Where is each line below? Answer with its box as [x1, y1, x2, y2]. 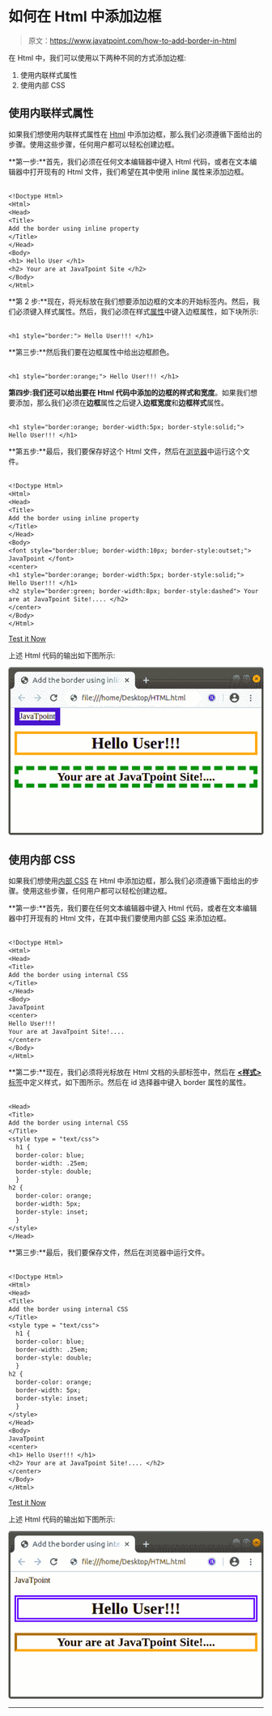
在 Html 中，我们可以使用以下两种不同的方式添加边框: [8, 53, 186, 62]
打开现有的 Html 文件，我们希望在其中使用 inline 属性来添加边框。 [29, 167, 249, 177]
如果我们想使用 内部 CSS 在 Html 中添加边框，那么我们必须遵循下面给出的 [8, 876, 253, 886]
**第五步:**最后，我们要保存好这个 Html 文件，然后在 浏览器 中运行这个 [8, 446, 243, 456]
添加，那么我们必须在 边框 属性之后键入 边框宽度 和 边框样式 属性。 [15, 398, 228, 408]
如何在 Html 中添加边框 [8, 7, 162, 26]
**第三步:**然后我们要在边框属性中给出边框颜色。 [8, 347, 174, 356]
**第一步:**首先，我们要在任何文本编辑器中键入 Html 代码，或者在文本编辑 [8, 903, 257, 912]
